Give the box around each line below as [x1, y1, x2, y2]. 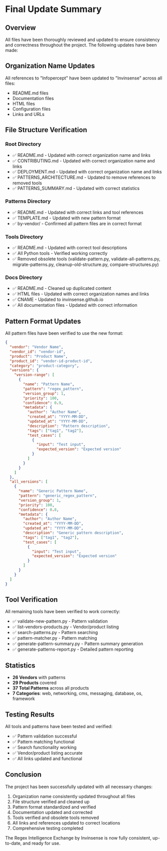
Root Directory [5, 141, 41, 148]
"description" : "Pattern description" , [27, 423, 111, 428]
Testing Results [5, 710, 55, 719]
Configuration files [12, 106, 51, 112]
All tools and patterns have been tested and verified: [5, 724, 113, 730]
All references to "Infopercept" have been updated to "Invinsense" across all [5, 75, 163, 81]
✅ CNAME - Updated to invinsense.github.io [12, 296, 104, 303]
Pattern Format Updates [5, 317, 81, 325]
